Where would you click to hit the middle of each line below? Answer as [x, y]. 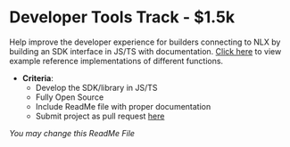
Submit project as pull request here [100, 116]
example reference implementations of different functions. [116, 61]
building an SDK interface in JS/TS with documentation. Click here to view [145, 51]
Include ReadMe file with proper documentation [123, 106]
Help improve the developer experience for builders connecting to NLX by [145, 42]
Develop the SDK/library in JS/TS [96, 87]
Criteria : [37, 78]
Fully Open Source [70, 97]
